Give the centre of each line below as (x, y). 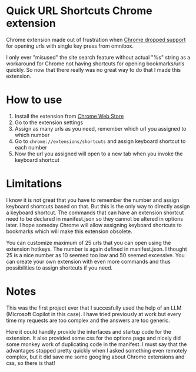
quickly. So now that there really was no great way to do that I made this (94, 69)
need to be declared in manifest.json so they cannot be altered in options (95, 218)
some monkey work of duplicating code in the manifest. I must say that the (97, 344)
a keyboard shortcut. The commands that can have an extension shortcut (95, 212)
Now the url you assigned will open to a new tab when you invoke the (99, 154)
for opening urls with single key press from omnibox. (70, 46)
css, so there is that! (31, 363)
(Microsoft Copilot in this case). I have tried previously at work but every (94, 314)
